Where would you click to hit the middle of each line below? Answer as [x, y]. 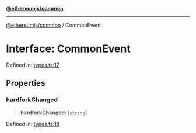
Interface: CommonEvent [69, 49]
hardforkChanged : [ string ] [54, 113]
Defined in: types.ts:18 [33, 124]
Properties [26, 83]
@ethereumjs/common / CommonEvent [53, 25]
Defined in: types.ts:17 [33, 65]
